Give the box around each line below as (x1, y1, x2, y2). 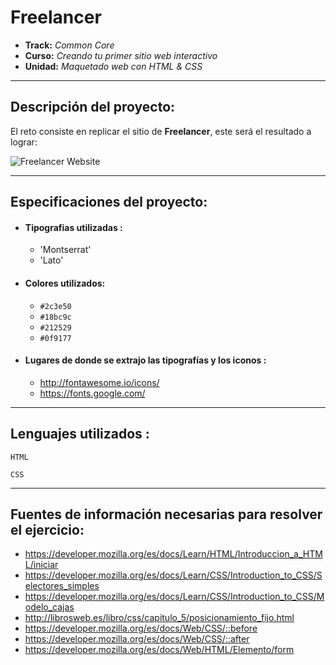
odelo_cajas (24, 601, 75, 613)
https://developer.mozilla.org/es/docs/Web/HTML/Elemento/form (24, 644, 295, 656)
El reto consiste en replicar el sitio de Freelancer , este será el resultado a (10, 125, 312, 137)
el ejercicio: (10, 521, 85, 538)
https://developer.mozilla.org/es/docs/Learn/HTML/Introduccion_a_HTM (24, 548, 323, 560)
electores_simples (24, 580, 100, 592)
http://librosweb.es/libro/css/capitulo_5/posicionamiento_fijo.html (24, 612, 295, 624)
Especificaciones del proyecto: (10, 194, 208, 211)
